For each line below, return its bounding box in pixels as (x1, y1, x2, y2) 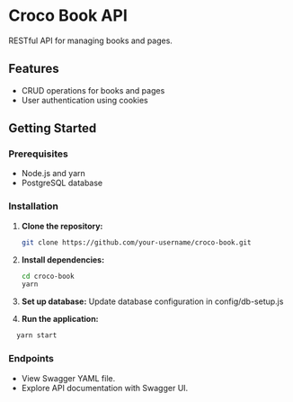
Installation (8, 200, 59, 212)
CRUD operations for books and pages (21, 85, 165, 95)
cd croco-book (21, 272, 75, 281)
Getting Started (8, 121, 97, 136)
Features (8, 61, 59, 76)
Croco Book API (8, 5, 128, 26)
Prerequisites (8, 147, 68, 160)
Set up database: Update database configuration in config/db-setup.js (21, 296, 284, 307)
